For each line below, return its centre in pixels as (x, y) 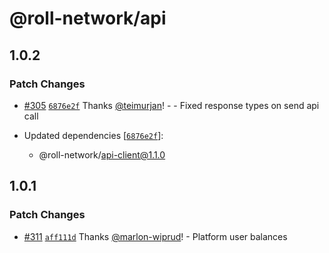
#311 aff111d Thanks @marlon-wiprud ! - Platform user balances (155, 236)
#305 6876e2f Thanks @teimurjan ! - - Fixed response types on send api (171, 105)
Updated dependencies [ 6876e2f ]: (93, 135)
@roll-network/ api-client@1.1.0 (102, 154)
